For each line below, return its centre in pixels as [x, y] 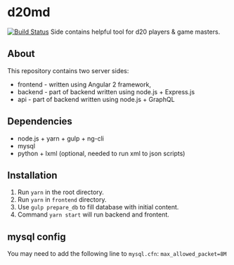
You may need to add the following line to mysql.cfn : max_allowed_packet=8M [117, 254]
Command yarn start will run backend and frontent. [93, 214]
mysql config [37, 237]
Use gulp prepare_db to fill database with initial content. [98, 207]
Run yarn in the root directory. [60, 192]
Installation [32, 175]
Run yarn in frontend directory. [62, 200]
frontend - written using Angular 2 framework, [84, 84]
